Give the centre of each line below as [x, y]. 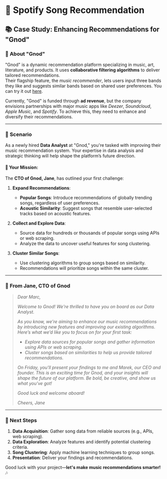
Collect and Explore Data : [39, 223]
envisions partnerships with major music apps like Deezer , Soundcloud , [78, 106]
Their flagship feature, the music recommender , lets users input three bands [83, 80]
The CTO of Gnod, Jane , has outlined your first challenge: [65, 178]
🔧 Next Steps [21, 420]
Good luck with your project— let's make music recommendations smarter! [83, 467]
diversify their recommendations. [39, 116]
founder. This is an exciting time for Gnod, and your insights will [83, 373]
